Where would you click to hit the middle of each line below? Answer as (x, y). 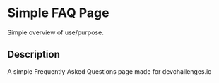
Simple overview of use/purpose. (55, 32)
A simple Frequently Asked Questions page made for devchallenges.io (109, 71)
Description (34, 55)
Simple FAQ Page (58, 13)
